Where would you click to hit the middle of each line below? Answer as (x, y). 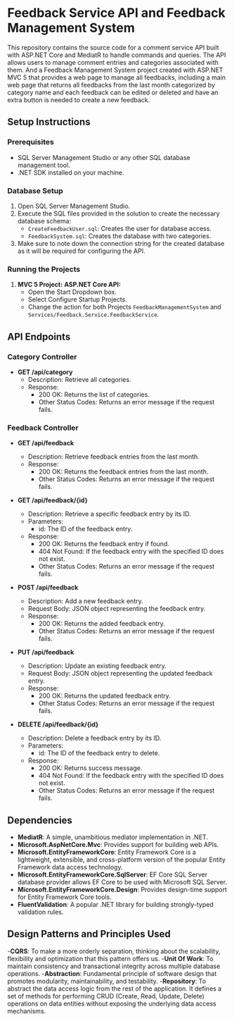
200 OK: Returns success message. (90, 768)
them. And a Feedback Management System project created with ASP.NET (115, 70)
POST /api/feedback (48, 588)
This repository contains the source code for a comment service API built (113, 47)
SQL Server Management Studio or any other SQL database (104, 157)
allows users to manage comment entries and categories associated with (113, 62)
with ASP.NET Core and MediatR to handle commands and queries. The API (117, 55)
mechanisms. (27, 1011)
